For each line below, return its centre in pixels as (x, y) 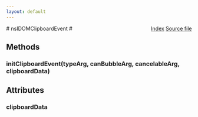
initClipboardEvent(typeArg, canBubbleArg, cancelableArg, (93, 64)
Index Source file (171, 28)
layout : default (26, 12)
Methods (23, 47)
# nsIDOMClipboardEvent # (39, 28)
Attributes (25, 90)
